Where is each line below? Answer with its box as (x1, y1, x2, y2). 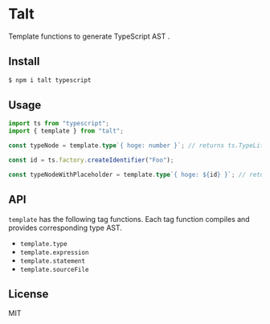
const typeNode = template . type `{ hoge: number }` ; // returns (8, 141, 225, 150)
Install (8, 55, 40, 68)
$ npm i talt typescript (8, 76, 92, 84)
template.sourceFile (19, 265, 89, 273)
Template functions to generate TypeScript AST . (8, 31, 170, 41)
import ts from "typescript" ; (8, 120, 110, 128)
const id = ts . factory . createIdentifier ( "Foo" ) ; (8, 156, 174, 165)
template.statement (19, 256, 86, 265)
